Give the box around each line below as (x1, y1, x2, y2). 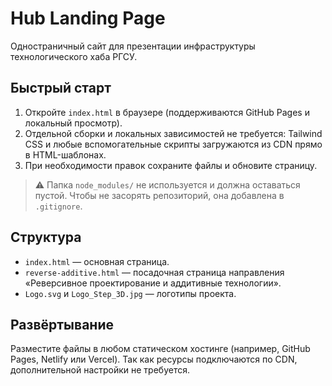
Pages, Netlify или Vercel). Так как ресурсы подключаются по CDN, (10, 353, 298, 366)
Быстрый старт (10, 80, 112, 97)
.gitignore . (34, 200, 83, 212)
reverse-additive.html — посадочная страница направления (24, 266, 285, 278)
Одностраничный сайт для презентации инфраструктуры (10, 40, 256, 52)
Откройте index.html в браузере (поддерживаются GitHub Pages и (24, 106, 310, 118)
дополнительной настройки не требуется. (10, 364, 190, 376)
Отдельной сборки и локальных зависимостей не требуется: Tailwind (24, 127, 323, 139)
